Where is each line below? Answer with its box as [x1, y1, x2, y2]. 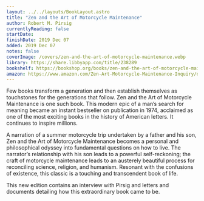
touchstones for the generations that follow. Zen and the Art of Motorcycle [6, 94, 192, 101]
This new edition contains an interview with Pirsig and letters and [6, 182, 169, 189]
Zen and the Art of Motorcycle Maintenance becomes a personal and [6, 137, 179, 145]
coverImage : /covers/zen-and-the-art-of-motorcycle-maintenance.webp [6, 54, 186, 60]
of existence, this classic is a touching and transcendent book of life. [6, 170, 178, 177]
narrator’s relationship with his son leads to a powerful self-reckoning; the [6, 151, 191, 158]
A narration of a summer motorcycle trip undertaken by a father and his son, [6, 131, 197, 139]
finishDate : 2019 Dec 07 [6, 37, 69, 43]
